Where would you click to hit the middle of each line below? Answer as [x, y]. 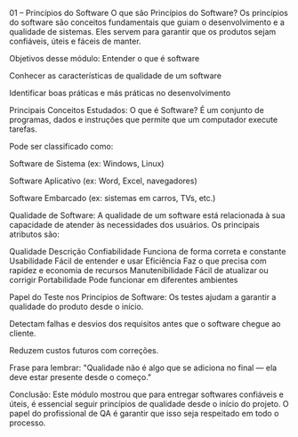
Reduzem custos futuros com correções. [84, 350]
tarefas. [23, 129]
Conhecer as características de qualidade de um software [116, 76]
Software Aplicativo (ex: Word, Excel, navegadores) [103, 181]
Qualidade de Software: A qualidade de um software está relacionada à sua [147, 215]
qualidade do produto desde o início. [77, 307]
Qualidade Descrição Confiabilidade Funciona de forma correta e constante [148, 251]
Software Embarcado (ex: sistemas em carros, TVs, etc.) [113, 198]
